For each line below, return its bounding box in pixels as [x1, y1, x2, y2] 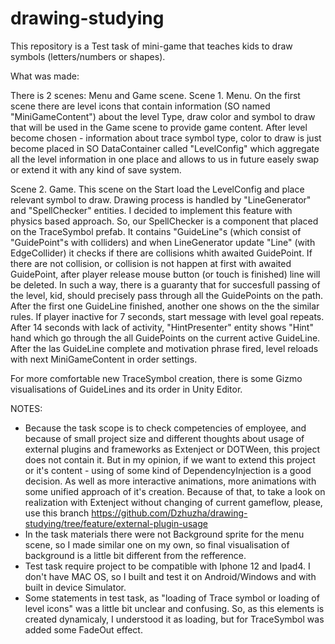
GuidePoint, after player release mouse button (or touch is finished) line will [10, 268, 321, 280]
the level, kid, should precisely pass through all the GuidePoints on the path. [10, 289, 323, 301]
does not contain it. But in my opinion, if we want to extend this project [24, 453, 316, 466]
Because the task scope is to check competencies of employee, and [24, 422, 307, 434]
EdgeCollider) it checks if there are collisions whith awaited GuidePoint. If [10, 247, 313, 259]
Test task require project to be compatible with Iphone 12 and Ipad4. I [24, 560, 311, 572]
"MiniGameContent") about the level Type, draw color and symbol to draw [10, 110, 316, 122]
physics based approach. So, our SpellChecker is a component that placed [10, 215, 319, 227]
